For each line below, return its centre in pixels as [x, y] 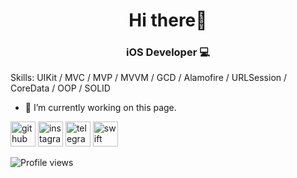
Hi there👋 [168, 20]
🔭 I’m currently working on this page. [100, 108]
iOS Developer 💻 [168, 52]
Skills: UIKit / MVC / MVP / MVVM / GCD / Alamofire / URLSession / [149, 78]
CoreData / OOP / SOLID [60, 88]
